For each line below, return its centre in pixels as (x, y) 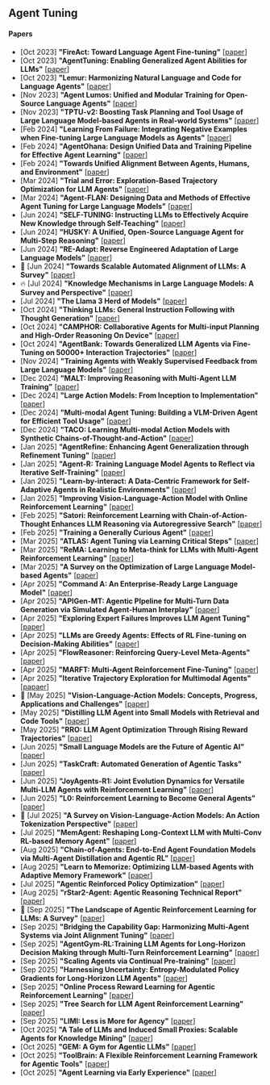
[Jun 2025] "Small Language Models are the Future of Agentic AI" (132, 746)
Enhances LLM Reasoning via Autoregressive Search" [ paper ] (157, 524)
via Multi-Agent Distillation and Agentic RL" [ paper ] (108, 858)
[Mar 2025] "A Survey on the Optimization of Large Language (125, 566)
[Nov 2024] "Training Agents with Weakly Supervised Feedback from (139, 361)
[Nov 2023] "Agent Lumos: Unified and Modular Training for (122, 94)
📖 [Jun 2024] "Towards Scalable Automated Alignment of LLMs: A (133, 266)
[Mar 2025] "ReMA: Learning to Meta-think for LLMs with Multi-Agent (139, 549)
